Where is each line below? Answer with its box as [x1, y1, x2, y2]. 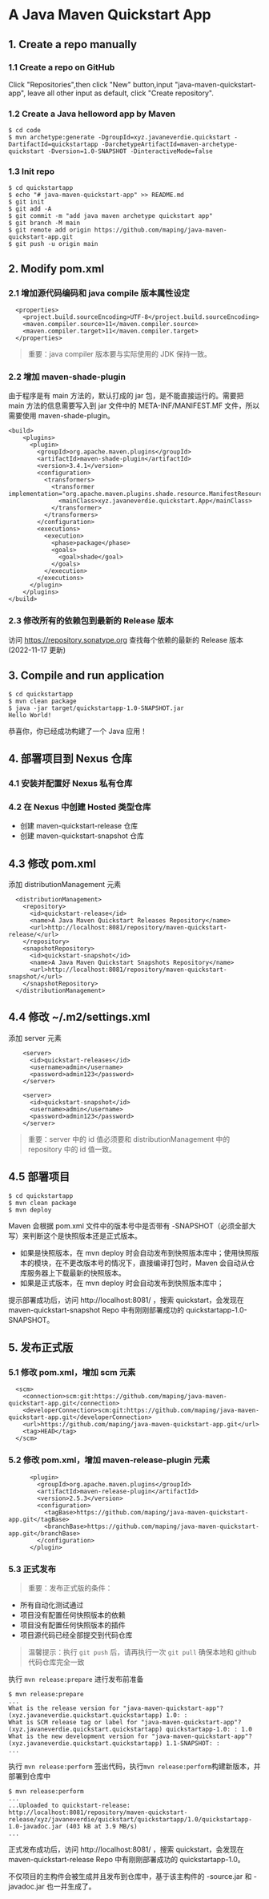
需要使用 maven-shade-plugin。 [8, 411, 114, 421]
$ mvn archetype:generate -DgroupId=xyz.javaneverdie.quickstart [8, 134, 231, 142]
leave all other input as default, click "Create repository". [27, 88, 215, 98]
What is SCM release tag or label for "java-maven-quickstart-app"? [8, 1718, 242, 1726]
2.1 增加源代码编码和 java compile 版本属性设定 [8, 287, 191, 298]
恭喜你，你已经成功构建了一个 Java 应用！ [8, 726, 148, 736]
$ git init [8, 198, 45, 206]
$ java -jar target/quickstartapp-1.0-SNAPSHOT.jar [8, 704, 184, 712]
